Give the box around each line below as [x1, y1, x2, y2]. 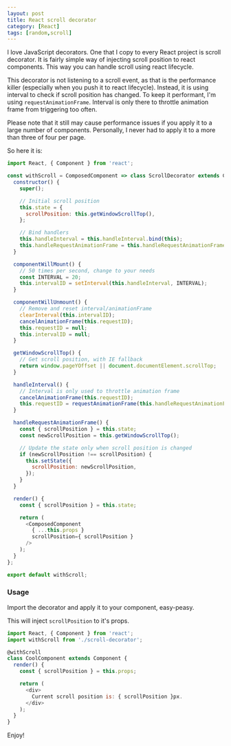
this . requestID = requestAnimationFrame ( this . [19, 401, 155, 407]
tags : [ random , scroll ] [7, 29, 72, 36]
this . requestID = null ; [19, 324, 88, 331]
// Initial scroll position [19, 198, 100, 204]
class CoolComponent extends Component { [7, 655, 128, 662]
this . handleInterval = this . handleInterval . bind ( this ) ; [19, 235, 184, 243]
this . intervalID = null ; [19, 331, 91, 338]
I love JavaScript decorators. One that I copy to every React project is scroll [7, 48, 221, 56]
